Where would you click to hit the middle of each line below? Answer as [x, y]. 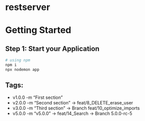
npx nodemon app [22, 69]
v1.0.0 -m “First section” [38, 97]
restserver [28, 7]
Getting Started [38, 30]
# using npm [18, 60]
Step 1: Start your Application [52, 48]
